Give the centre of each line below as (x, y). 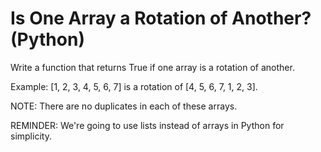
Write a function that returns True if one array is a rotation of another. (152, 67)
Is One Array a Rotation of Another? (161, 18)
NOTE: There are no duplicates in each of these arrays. (124, 106)
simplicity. (31, 136)
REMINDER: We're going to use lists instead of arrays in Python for (147, 125)
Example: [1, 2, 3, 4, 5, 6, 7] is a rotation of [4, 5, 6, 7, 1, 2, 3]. (134, 86)
